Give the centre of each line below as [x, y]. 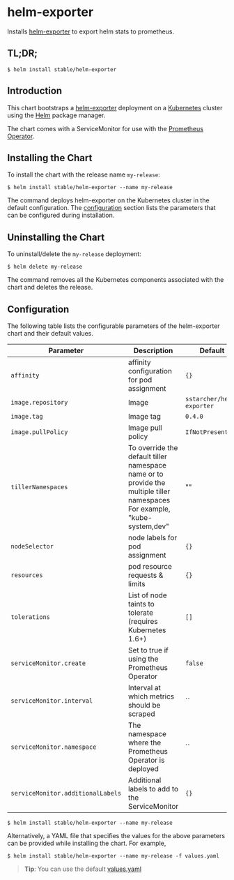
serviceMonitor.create [48, 663]
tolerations [31, 617]
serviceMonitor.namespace [54, 747]
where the [145, 743]
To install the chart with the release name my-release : [84, 174]
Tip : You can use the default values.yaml [83, 869]
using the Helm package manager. [56, 115]
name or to [146, 474]
